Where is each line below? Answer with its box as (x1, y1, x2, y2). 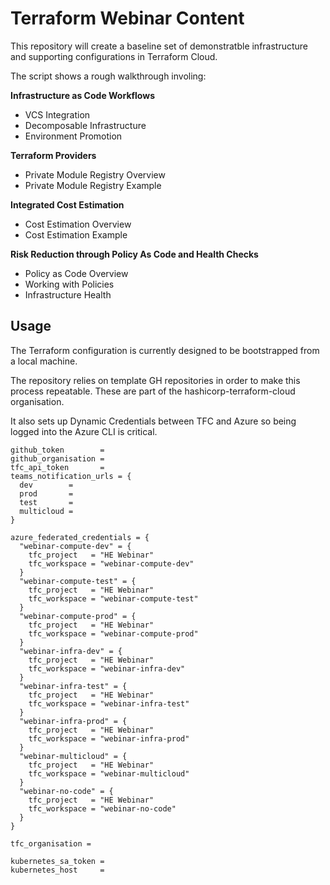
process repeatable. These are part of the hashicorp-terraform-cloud (10, 385, 296, 397)
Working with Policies (24, 278, 115, 290)
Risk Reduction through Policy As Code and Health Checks (10, 248, 259, 260)
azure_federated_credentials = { (10, 532, 150, 542)
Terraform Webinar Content (10, 7, 245, 30)
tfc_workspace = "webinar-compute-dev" (28, 558, 195, 569)
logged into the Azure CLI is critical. (10, 425, 158, 437)
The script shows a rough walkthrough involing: (10, 70, 207, 82)
